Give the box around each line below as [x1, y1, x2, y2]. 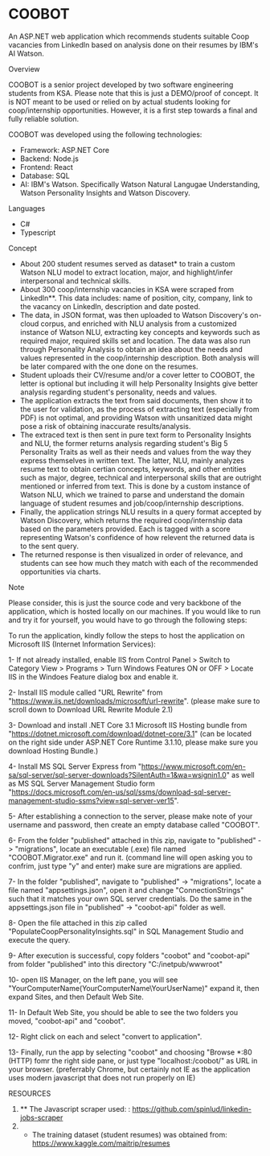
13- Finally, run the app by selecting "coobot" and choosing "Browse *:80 [8, 1047, 252, 1057]
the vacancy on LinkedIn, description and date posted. [19, 301, 201, 311]
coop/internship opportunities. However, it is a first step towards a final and [8, 105, 258, 115]
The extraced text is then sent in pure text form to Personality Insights [19, 430, 252, 440]
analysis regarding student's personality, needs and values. [19, 387, 217, 397]
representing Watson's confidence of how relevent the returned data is [19, 532, 256, 542]
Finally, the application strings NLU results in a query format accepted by [19, 506, 262, 516]
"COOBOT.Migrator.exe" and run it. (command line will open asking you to [8, 853, 253, 862]
